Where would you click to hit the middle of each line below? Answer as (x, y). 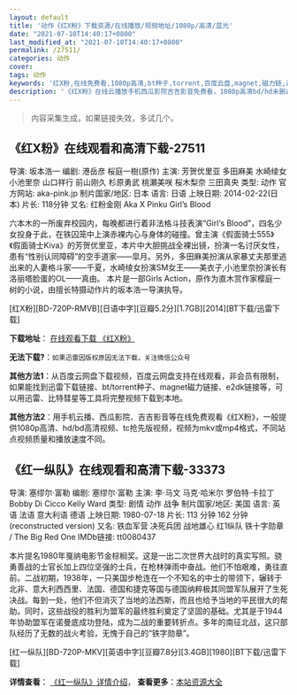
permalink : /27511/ (45, 50)
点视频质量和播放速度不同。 (60, 439)
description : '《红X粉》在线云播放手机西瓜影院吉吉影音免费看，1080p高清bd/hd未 (145, 91)
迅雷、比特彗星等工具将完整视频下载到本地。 (106, 398)
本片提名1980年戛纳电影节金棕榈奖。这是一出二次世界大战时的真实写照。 (142, 556)
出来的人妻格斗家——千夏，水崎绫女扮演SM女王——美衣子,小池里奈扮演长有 (148, 267)
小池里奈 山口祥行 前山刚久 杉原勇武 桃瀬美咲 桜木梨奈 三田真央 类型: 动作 (143, 182)
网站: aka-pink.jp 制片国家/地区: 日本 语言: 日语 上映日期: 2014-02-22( (144, 193)
